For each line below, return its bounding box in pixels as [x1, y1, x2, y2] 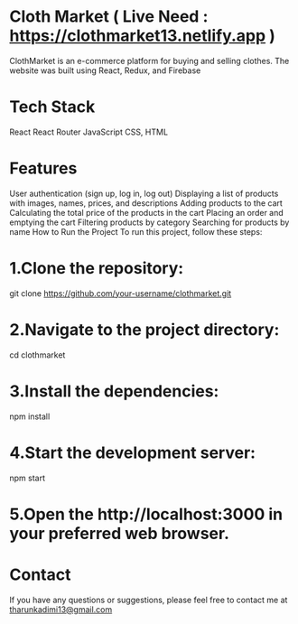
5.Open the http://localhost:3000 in [9, 504, 283, 525]
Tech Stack [9, 97, 96, 117]
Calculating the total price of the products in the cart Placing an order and [9, 207, 284, 218]
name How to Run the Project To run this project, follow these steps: [9, 226, 263, 237]
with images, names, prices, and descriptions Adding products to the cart [9, 197, 283, 209]
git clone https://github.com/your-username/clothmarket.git [9, 287, 232, 299]
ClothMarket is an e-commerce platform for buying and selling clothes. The [9, 55, 290, 66]
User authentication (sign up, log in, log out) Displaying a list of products [9, 188, 279, 199]
